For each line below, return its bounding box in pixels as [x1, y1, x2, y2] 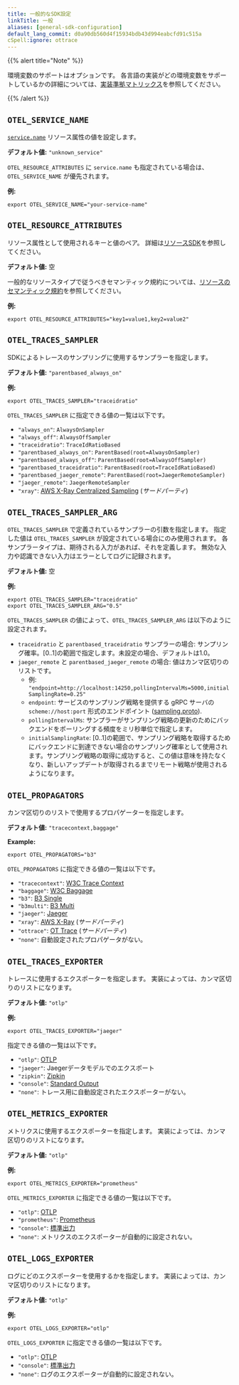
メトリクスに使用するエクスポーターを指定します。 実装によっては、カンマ [7, 1126, 226, 1135]
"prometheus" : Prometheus [17, 1215, 96, 1224]
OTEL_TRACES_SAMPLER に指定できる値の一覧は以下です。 [7, 410, 169, 419]
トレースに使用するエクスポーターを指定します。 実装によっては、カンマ [7, 975, 220, 983]
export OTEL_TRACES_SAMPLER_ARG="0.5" [7, 602, 122, 610]
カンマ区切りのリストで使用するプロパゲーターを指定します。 [7, 808, 188, 817]
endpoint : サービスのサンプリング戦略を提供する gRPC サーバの [28, 698, 215, 707]
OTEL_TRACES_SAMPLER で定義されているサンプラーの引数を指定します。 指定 [7, 525, 226, 534]
